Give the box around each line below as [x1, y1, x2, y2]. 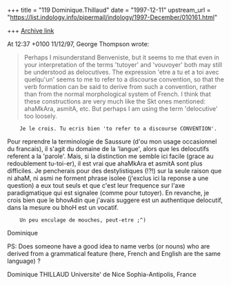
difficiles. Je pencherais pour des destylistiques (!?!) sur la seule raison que [7, 167, 222, 175]
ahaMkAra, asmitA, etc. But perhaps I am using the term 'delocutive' [23, 105, 219, 112]
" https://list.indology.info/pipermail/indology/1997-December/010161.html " [7, 13, 218, 21]
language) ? [7, 257, 41, 265]
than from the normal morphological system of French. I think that [23, 90, 212, 98]
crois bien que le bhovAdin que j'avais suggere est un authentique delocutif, [7, 196, 223, 204]
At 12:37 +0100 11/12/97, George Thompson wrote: [7, 40, 150, 48]
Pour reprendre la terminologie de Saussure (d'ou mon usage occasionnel [7, 137, 217, 146]
